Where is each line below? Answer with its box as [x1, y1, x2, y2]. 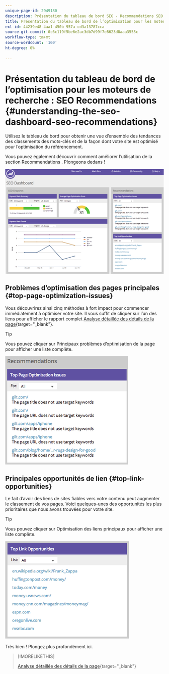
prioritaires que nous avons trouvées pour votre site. [5, 506, 114, 512]
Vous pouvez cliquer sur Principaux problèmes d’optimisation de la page [5, 341, 155, 347]
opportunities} [5, 482, 52, 491]
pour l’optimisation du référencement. [5, 143, 83, 150]
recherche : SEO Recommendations [5, 94, 157, 106]
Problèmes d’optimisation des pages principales [5, 283, 160, 293]
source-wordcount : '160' [5, 40, 57, 45]
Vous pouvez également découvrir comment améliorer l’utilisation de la [5, 153, 152, 159]
